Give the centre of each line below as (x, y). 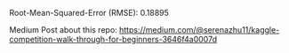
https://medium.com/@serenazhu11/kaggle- (199, 30)
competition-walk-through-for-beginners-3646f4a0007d (113, 39)
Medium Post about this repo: (63, 30)
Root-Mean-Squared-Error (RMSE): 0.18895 (89, 13)
